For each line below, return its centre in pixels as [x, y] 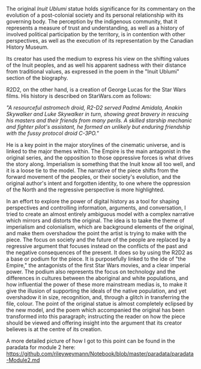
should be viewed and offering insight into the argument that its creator [94, 323]
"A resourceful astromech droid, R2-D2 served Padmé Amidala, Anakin [94, 107]
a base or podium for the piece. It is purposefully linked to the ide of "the [96, 259]
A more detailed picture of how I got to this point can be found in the [91, 341]
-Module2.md [23, 360]
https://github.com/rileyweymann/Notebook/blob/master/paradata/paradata [100, 354]
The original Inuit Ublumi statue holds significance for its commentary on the [101, 9]
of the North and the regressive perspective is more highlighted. [85, 190]
